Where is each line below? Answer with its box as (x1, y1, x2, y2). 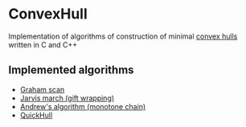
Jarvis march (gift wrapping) (19, 93, 115, 103)
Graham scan (19, 84, 65, 94)
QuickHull (19, 110, 53, 120)
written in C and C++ (8, 39, 78, 49)
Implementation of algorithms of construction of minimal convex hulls (8, 31, 238, 41)
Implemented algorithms (8, 63, 134, 77)
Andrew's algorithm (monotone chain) (19, 101, 146, 111)
